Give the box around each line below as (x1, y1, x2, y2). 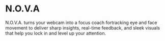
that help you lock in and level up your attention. (5, 30, 106, 36)
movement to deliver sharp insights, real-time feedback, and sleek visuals (5, 24, 160, 30)
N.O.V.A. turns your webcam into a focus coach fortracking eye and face (5, 19, 157, 25)
